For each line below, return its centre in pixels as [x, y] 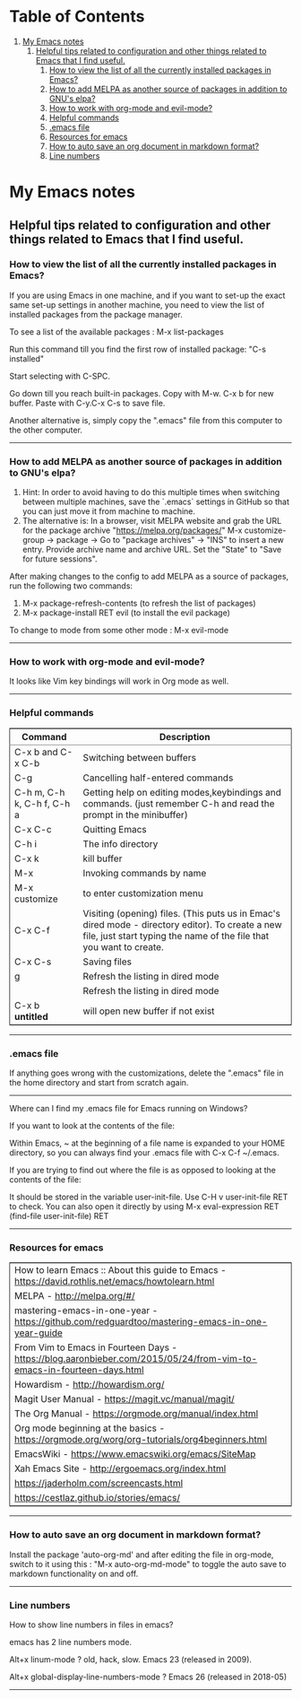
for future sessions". [60, 559]
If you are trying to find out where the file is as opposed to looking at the [142, 1170]
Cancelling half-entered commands [158, 778]
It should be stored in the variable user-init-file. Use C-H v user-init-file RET [149, 1197]
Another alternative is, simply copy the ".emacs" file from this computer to [146, 420]
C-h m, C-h [40, 792]
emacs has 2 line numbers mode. [71, 1642]
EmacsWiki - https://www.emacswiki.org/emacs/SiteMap [135, 1454]
